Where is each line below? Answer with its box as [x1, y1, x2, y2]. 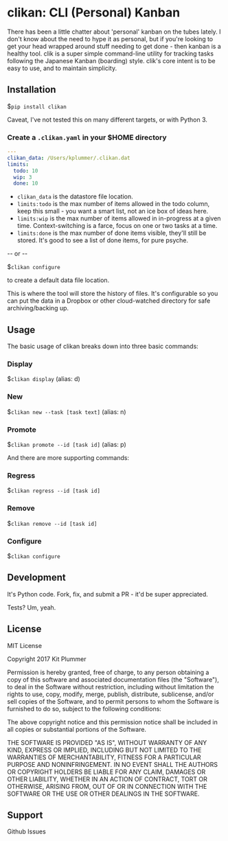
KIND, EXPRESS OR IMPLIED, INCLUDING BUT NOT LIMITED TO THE [7, 746, 202, 754]
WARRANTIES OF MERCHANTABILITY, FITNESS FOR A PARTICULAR [7, 753, 201, 761]
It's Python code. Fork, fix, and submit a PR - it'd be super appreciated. [7, 590, 208, 598]
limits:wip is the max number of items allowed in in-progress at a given [16, 214, 221, 222]
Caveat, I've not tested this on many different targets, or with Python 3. [7, 115, 208, 124]
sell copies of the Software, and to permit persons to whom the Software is [7, 697, 220, 705]
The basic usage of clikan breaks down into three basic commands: [7, 342, 199, 351]
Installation [7, 84, 56, 95]
